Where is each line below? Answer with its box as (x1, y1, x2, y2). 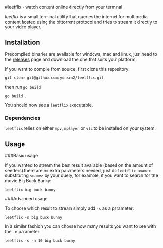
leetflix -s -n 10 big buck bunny (5, 238, 76, 243)
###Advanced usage (5, 196, 47, 201)
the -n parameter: (5, 228, 41, 234)
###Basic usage (5, 152, 38, 158)
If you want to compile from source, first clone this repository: (5, 66, 130, 72)
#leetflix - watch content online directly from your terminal (5, 4, 123, 10)
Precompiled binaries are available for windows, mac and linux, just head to (5, 51, 158, 57)
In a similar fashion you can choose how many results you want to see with (5, 223, 156, 229)
